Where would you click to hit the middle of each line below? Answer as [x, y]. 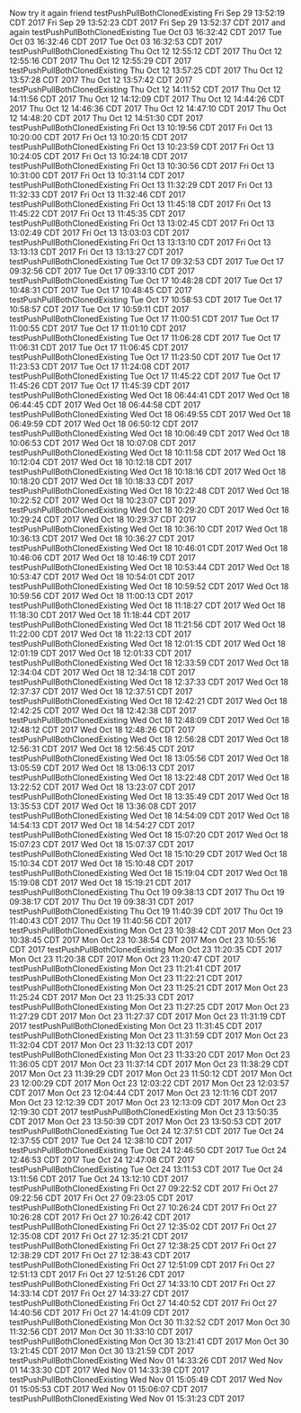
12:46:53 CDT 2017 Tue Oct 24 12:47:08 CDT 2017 [102, 1160]
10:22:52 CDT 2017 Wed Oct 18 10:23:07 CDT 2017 [102, 500]
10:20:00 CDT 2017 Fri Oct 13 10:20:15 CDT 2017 [99, 137]
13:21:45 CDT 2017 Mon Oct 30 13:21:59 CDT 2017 [102, 1351]
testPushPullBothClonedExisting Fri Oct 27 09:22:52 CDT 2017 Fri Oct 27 [144, 1188]
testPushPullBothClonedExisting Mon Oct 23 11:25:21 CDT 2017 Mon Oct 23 [149, 988]
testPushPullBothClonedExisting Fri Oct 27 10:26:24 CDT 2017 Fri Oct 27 [143, 1207]
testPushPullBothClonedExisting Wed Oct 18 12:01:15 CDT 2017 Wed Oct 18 [147, 644]
